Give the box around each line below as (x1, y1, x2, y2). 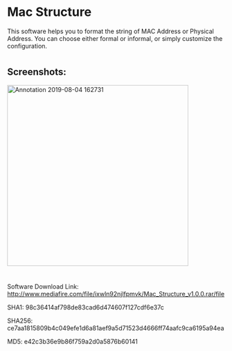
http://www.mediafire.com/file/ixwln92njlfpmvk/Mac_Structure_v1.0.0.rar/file (7, 289, 225, 298)
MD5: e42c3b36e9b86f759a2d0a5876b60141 (7, 337, 139, 345)
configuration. (7, 42, 47, 50)
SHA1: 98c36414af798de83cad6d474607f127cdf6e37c (7, 303, 164, 312)
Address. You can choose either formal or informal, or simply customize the (7, 34, 223, 42)
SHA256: (7, 316, 33, 325)
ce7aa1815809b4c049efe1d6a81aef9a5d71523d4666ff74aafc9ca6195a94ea (7, 323, 224, 332)
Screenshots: (7, 66, 67, 78)
